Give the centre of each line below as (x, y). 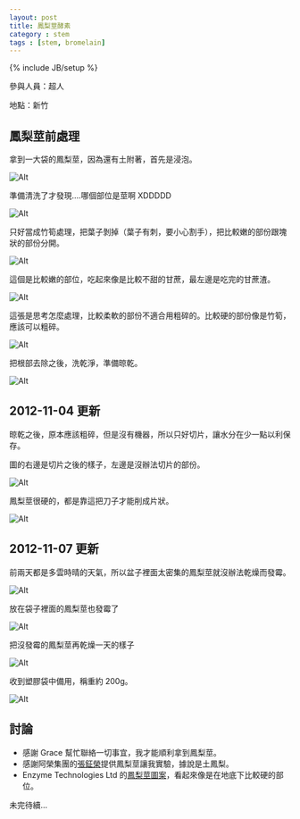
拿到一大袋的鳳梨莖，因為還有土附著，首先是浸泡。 (103, 159)
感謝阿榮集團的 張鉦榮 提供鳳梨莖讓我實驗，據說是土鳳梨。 (128, 764)
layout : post (33, 17)
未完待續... (29, 805)
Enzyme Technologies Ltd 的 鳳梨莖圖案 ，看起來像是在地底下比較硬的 (149, 774)
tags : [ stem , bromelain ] (57, 42)
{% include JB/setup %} (54, 68)
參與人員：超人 (37, 87)
